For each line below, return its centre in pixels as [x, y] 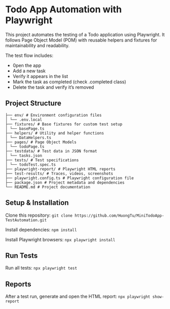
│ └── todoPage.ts [25, 147]
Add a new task [29, 71]
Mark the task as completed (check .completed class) [69, 82]
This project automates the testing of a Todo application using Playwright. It [85, 34]
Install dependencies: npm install [41, 229]
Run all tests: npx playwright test [41, 268]
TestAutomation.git [26, 220]
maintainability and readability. [38, 45]
